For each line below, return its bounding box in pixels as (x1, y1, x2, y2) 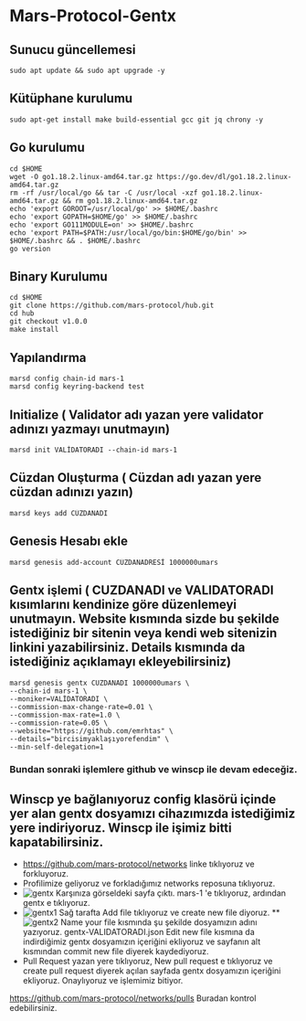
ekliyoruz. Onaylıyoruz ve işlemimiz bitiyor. (22, 975, 184, 986)
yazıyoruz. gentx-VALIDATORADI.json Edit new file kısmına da (22, 927, 256, 938)
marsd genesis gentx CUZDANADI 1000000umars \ (9, 678, 190, 687)
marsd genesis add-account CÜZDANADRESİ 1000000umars (9, 558, 219, 567)
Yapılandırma (9, 349, 87, 366)
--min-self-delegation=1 (9, 742, 104, 751)
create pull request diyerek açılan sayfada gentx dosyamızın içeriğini (22, 965, 281, 976)
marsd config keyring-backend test (9, 382, 145, 391)
